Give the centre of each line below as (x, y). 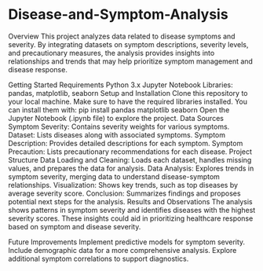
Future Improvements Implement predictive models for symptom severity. (127, 242)
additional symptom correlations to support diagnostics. (99, 258)
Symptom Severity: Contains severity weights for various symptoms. (119, 126)
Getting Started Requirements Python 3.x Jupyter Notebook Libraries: (121, 85)
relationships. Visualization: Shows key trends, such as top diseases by (123, 185)
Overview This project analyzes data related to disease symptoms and (122, 36)
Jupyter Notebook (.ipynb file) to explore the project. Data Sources (116, 118)
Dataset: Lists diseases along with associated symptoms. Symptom (117, 134)
